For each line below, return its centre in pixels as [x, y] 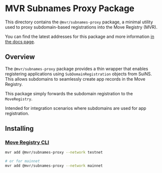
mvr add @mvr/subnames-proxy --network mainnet [54, 166]
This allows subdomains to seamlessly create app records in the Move [75, 79]
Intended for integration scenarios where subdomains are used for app [76, 108]
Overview [20, 57]
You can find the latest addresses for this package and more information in [80, 36]
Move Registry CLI [27, 142]
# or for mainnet [23, 161]
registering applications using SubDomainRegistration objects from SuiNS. [78, 74]
